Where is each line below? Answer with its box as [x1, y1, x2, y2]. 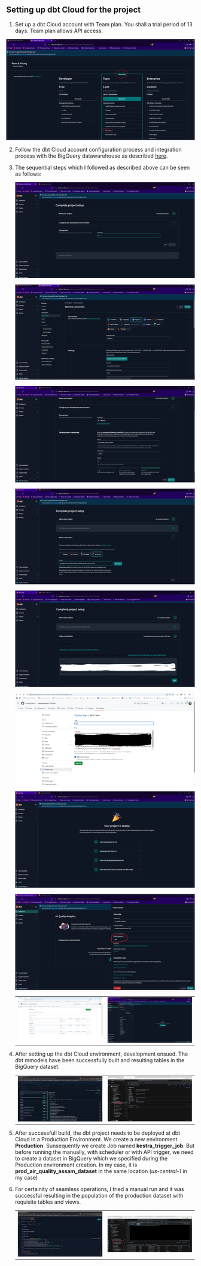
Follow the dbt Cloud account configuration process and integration [14, 146, 182, 153]
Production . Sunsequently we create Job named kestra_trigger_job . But [14, 1142, 195, 1149]
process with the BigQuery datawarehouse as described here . [14, 152, 168, 159]
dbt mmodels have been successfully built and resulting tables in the [14, 1057, 185, 1064]
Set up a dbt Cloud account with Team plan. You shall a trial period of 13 [14, 20, 193, 28]
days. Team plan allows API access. [14, 27, 103, 34]
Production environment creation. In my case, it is [14, 1161, 138, 1168]
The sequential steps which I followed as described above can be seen [14, 164, 190, 171]
